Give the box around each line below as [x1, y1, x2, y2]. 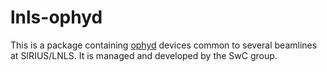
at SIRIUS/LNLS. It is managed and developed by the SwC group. [10, 49, 278, 61]
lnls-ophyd [10, 6, 103, 29]
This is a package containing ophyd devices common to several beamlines [10, 39, 318, 51]
